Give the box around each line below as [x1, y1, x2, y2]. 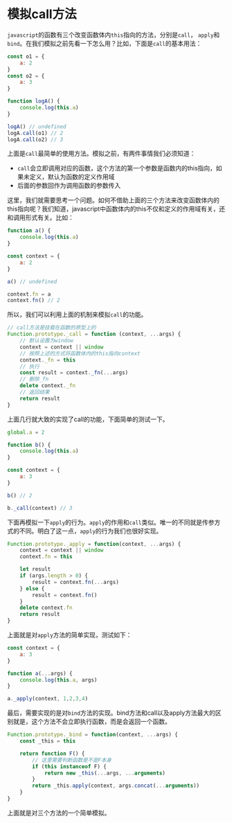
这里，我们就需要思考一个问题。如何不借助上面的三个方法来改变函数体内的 [7, 196, 220, 204]
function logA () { [7, 98, 60, 105]
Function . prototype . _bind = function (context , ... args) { [7, 732, 178, 738]
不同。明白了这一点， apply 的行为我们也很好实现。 [19, 526, 163, 535]
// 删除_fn [19, 375, 49, 383]
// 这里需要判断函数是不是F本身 [32, 756, 112, 763]
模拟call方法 [7, 6, 78, 22]
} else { [19, 585, 45, 592]
